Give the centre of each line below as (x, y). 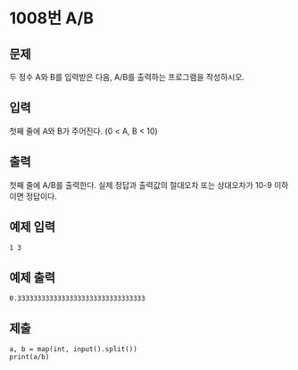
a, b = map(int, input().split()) (74, 349)
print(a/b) (29, 358)
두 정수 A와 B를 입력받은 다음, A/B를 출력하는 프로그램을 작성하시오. (127, 77)
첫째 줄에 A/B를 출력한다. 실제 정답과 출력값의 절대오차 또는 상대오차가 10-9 (141, 185)
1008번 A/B (52, 18)
